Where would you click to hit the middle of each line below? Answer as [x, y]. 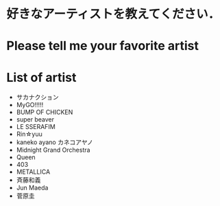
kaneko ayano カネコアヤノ [54, 142]
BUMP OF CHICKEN [45, 112]
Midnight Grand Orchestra [53, 150]
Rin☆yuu [29, 134]
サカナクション [37, 98]
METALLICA [33, 172]
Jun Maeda [32, 188]
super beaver [35, 119]
